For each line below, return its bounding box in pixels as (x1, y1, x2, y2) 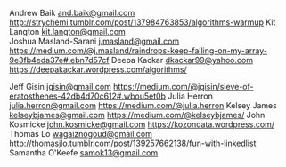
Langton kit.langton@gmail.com (9, 27, 127, 36)
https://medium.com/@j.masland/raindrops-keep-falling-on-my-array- (9, 45, 267, 56)
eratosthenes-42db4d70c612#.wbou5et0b (9, 91, 167, 101)
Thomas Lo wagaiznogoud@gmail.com (9, 129, 153, 139)
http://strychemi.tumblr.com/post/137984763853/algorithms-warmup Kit (9, 17, 276, 28)
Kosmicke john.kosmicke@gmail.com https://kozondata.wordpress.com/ (9, 119, 274, 130)
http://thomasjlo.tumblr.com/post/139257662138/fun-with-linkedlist (9, 138, 257, 148)
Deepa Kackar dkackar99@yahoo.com (110, 55, 254, 65)
